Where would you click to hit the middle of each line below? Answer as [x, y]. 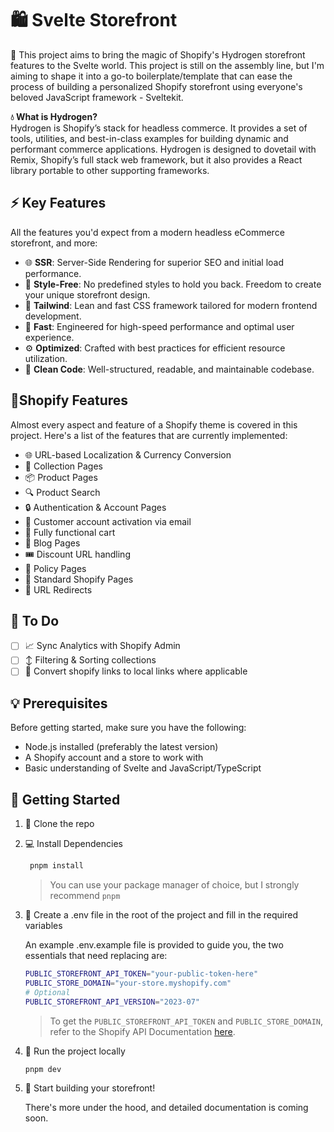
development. [53, 316]
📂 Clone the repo [59, 824]
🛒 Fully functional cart [70, 532]
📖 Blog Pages [52, 543]
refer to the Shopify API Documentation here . [142, 1031]
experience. [49, 337]
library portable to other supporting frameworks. [110, 170]
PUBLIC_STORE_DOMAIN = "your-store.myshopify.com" [128, 983]
